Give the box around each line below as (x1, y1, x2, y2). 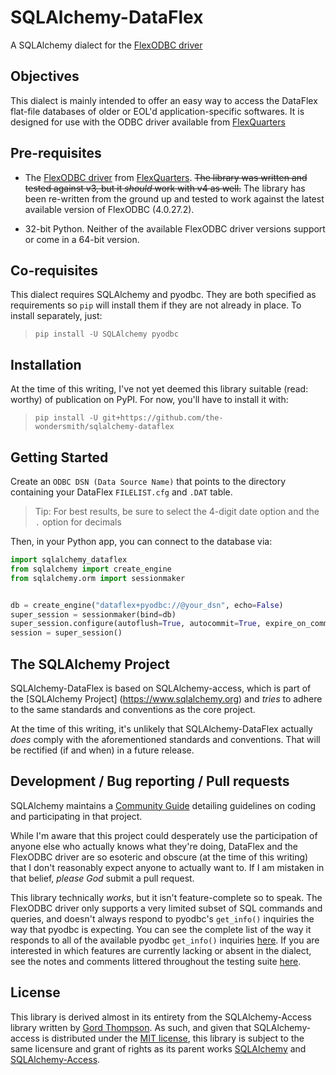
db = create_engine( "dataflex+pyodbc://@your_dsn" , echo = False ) (10, 600, 284, 610)
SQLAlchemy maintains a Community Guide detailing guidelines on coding (10, 799, 317, 811)
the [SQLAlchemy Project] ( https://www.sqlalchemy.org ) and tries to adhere (10, 692, 323, 705)
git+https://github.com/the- (102, 413, 224, 423)
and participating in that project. (10, 810, 143, 822)
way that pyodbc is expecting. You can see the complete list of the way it (10, 923, 312, 935)
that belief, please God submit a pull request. (10, 872, 195, 884)
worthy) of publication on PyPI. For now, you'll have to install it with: (10, 394, 289, 406)
